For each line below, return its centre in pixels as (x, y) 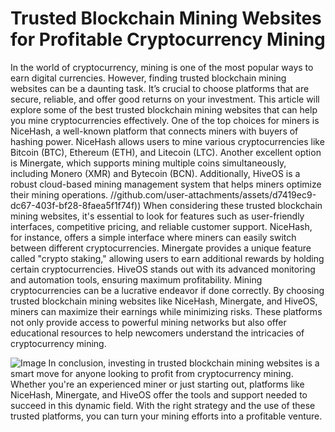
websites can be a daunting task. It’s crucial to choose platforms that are (160, 88)
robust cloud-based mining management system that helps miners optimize (166, 184)
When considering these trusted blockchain (233, 205)
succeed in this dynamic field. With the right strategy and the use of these (163, 405)
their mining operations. (59, 194)
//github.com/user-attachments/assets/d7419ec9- (213, 194)
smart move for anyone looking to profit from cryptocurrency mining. (152, 373)
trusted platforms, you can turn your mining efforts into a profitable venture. (166, 416)
